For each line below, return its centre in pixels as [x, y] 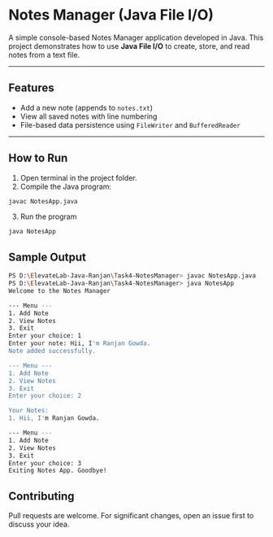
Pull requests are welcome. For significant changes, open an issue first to [131, 516]
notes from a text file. [44, 55]
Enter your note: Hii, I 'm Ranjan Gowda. [80, 343]
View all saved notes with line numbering [89, 116]
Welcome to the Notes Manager [60, 290]
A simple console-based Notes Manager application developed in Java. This [136, 37]
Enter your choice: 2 [45, 396]
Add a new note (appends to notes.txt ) [86, 107]
